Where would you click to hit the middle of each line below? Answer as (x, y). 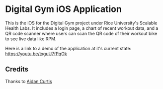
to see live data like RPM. (31, 39)
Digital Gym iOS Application (63, 9)
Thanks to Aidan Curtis (29, 81)
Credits (17, 69)
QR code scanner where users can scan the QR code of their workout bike (81, 33)
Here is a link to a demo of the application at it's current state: (68, 48)
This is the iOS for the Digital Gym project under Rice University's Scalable (81, 23)
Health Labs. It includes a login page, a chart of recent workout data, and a (82, 28)
